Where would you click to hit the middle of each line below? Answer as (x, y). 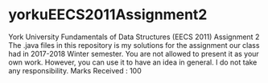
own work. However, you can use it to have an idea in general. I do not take (133, 62)
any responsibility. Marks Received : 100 (75, 70)
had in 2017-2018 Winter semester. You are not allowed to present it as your (134, 53)
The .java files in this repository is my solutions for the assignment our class (134, 45)
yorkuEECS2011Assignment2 (108, 15)
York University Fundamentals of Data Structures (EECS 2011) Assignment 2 (134, 37)
